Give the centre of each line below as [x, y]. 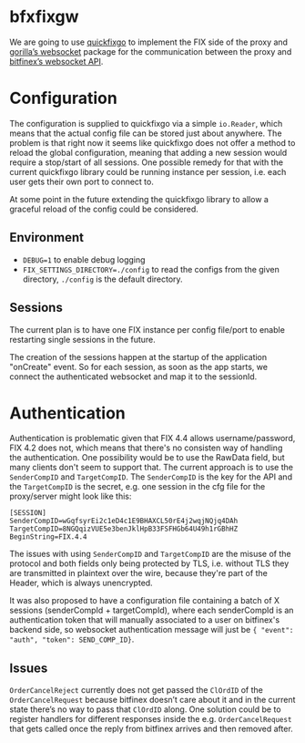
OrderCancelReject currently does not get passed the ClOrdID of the [137, 690]
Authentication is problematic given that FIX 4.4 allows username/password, [152, 439]
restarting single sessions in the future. [83, 339]
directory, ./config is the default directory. [103, 279]
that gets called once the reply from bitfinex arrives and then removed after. [151, 729]
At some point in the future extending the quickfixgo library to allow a [139, 199]
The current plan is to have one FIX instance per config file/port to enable [147, 329]
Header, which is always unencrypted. [81, 583]
